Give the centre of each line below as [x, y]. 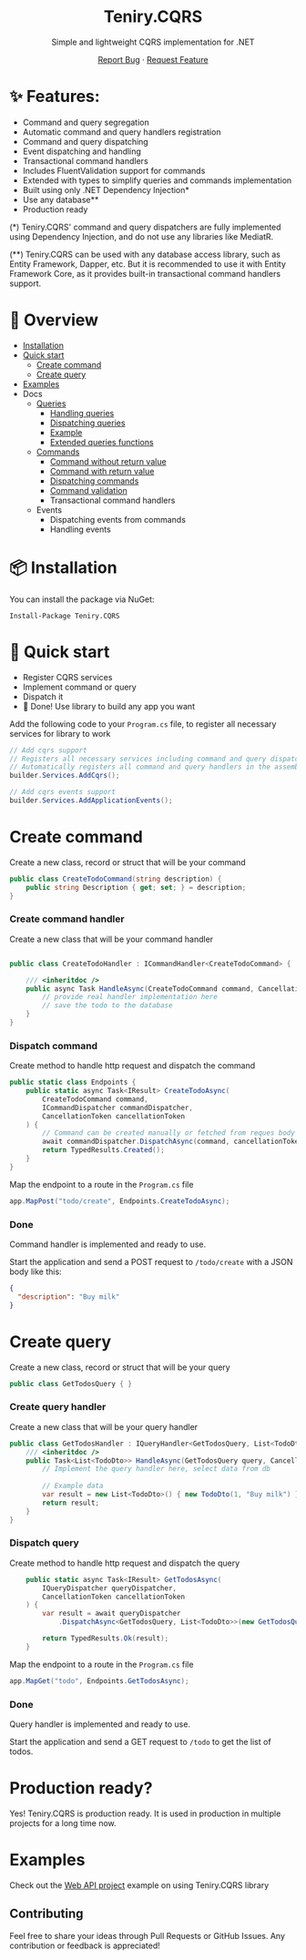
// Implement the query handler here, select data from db [157, 1469]
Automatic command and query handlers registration [122, 132]
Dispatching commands [94, 481]
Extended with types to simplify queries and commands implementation [157, 180]
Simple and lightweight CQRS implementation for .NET [153, 42]
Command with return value [102, 471]
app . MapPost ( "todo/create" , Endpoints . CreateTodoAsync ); [120, 1201]
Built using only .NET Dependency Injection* [106, 189]
